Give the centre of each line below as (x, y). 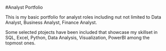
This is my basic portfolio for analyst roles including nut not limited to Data (83, 17)
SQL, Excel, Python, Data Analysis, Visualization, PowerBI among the (77, 38)
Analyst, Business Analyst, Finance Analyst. (51, 22)
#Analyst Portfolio (24, 7)
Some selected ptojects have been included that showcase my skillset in (81, 32)
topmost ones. (20, 43)
